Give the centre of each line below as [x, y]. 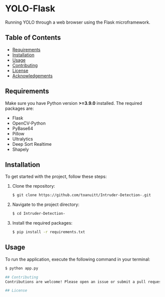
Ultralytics [23, 139]
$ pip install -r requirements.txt [49, 232]
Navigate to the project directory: [46, 204]
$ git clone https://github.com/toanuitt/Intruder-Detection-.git [82, 195]
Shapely [20, 149]
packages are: [20, 108]
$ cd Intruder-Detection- [39, 214]
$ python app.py [22, 268]
